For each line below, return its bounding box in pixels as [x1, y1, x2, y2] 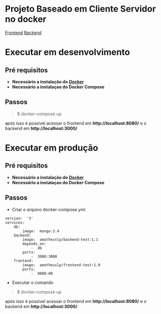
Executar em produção [5, 142, 98, 153]
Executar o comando [12, 280, 54, 285]
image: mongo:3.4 [22, 229, 59, 234]
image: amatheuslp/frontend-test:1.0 [22, 263, 101, 267]
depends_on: [22, 241, 47, 246]
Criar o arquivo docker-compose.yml [12, 206, 86, 212]
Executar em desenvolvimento [5, 47, 130, 58]
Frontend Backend [5, 30, 42, 35]
